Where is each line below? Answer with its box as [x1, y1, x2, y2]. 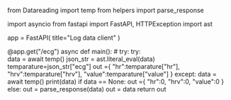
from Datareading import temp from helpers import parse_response [7, 6, 204, 14]
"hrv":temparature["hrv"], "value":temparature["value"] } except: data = [7, 70, 218, 78]
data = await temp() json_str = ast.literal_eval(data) [7, 55, 156, 63]
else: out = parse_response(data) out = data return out [7, 85, 167, 93]
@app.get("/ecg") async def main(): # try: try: [7, 48, 141, 55]
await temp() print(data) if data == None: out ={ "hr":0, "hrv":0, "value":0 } [7, 77, 225, 86]
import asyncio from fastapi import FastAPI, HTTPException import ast [7, 20, 213, 28]
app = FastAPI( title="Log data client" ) [7, 33, 120, 42]
